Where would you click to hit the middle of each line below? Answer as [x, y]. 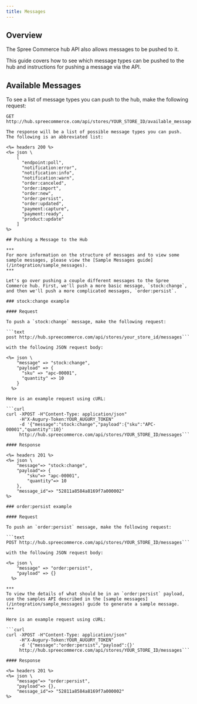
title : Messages [26, 11]
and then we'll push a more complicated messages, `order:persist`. [91, 291]
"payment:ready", [43, 214]
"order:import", [41, 188]
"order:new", [38, 194]
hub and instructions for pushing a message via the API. [74, 67]
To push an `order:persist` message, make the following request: [89, 527]
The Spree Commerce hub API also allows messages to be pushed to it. [93, 49]
